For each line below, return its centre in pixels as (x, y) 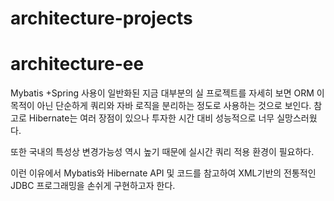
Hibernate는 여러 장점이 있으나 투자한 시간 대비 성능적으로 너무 (151, 118)
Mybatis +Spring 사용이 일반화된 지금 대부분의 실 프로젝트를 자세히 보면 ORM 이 (167, 93)
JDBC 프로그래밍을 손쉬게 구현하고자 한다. (93, 186)
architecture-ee (77, 64)
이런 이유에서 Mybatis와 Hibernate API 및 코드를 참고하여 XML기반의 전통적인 (163, 173)
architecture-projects (101, 18)
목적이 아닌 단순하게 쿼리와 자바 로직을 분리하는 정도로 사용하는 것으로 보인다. (161, 106)
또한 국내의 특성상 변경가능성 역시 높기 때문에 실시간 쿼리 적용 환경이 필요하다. (162, 152)
